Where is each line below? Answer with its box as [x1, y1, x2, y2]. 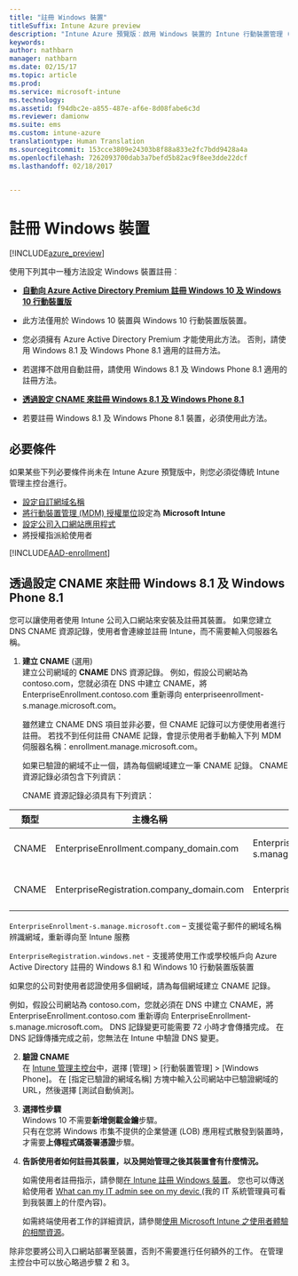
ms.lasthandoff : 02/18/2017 [9, 162, 114, 170]
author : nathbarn [9, 46, 74, 55]
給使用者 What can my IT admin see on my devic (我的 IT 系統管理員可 [21, 1185, 278, 1196]
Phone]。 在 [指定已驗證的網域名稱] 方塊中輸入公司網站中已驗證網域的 [21, 1074, 278, 1084]
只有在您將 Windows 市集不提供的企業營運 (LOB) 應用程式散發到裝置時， [21, 1125, 288, 1137]
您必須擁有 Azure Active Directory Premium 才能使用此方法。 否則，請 [21, 334, 278, 345]
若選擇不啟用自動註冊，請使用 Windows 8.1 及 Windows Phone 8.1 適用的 [21, 364, 288, 375]
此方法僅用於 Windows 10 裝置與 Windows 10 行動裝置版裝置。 [21, 315, 252, 326]
